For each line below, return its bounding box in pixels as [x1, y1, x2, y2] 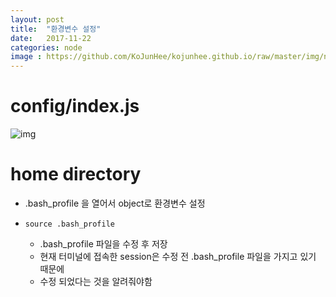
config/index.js [10, 95, 140, 118]
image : [10, 52, 43, 62]
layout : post [10, 14, 65, 25]
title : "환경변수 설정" [10, 24, 102, 34]
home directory [10, 163, 142, 186]
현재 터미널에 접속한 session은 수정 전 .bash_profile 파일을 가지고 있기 [39, 251, 317, 262]
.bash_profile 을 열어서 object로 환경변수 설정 [24, 197, 206, 209]
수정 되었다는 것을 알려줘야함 [39, 276, 153, 287]
